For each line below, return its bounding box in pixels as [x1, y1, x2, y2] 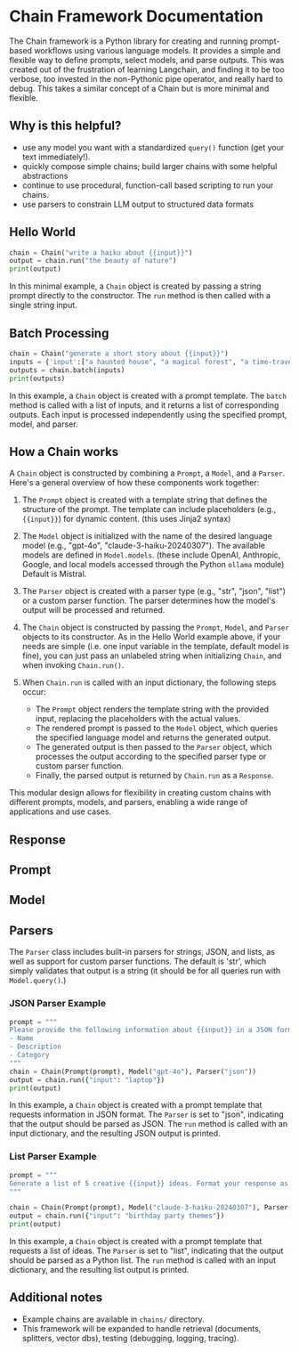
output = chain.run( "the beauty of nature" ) [9, 257, 177, 265]
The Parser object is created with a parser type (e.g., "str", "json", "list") [21, 586, 287, 597]
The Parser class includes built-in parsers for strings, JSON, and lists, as [9, 947, 276, 957]
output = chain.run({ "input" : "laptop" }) [9, 1075, 166, 1084]
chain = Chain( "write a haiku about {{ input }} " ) [9, 248, 193, 257]
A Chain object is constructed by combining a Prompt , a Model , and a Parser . [9, 468, 286, 478]
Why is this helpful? [9, 118, 122, 134]
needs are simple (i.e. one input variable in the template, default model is [21, 641, 289, 652]
